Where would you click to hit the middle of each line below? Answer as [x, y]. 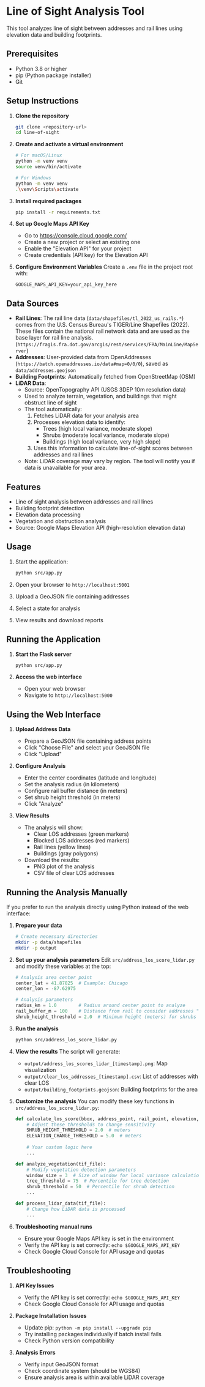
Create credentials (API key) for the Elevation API [86, 255]
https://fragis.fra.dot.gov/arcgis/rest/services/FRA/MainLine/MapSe [108, 345]
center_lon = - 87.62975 [46, 989]
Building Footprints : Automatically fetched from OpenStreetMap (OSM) [105, 377]
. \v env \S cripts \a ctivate [47, 189]
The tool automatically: [53, 409]
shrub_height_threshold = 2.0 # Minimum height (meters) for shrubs [106, 1017]
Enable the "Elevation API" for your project [78, 248]
